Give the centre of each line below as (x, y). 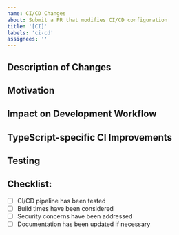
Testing (24, 161)
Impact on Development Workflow (82, 114)
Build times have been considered (65, 208)
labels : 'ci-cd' (30, 33)
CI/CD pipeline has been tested (61, 201)
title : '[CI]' (28, 26)
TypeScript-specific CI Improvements (90, 137)
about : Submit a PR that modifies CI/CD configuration (87, 20)
